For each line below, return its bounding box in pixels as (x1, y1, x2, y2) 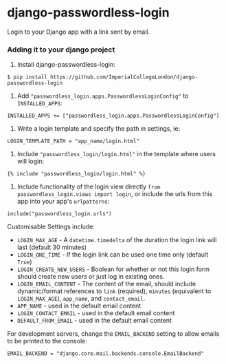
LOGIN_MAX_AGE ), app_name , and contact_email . (16, 295, 146, 303)
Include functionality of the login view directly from (16, 182, 161, 191)
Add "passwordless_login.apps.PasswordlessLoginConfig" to (16, 92, 189, 100)
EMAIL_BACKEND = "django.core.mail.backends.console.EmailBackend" (7, 350, 205, 357)
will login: (16, 157, 45, 166)
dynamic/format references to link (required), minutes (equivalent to (16, 287, 212, 295)
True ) (16, 258, 32, 266)
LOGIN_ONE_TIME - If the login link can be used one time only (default (16, 250, 209, 259)
